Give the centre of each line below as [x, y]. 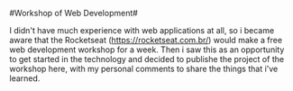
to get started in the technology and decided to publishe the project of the [147, 59]
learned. [25, 78]
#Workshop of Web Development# [73, 13]
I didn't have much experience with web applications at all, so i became [142, 30]
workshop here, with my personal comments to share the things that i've [144, 68]
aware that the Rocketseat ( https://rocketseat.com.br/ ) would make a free [146, 40]
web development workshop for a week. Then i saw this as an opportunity [147, 50]
